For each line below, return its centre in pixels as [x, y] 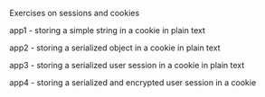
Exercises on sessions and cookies [75, 13]
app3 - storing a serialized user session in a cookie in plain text [127, 65]
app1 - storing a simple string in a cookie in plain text [108, 30]
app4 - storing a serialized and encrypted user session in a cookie [133, 83]
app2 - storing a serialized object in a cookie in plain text [115, 48]
